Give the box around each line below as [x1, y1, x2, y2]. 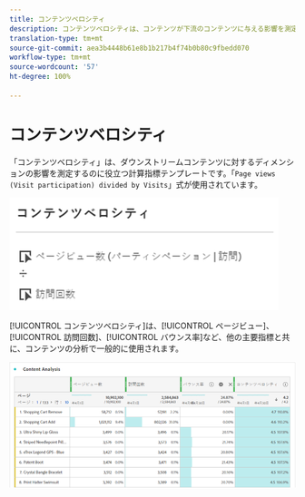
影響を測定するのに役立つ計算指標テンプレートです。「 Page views [33, 168, 276, 179]
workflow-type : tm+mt [9, 53, 92, 63]
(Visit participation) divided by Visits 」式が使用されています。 [9, 179, 263, 190]
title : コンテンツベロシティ [9, 15, 106, 24]
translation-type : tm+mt [9, 34, 103, 43]
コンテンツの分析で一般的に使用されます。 [25, 343, 184, 354]
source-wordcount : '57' [9, 63, 100, 72]
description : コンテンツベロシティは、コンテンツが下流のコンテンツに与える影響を [9, 24, 285, 34]
